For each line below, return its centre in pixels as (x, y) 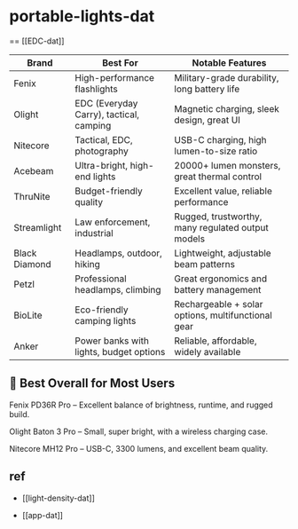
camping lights (106, 320)
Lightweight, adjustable (223, 253)
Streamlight (38, 227)
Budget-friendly (109, 191)
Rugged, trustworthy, (218, 217)
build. (20, 414)
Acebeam (34, 170)
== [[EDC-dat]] (37, 41)
